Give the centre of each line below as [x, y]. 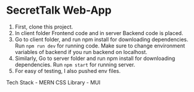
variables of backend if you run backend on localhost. [81, 52]
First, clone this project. [44, 27]
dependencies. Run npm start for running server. [75, 64]
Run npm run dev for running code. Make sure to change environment [100, 46]
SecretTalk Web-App [59, 10]
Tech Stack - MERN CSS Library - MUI [53, 82]
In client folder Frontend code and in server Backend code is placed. [99, 33]
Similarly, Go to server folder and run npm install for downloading [95, 58]
